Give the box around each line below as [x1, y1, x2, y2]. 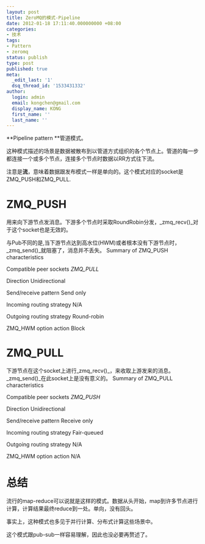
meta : [6, 72, 20, 78]
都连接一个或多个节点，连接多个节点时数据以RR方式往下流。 [6, 155, 158, 163]
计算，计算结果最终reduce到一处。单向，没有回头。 [6, 505, 137, 512]
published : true [6, 65, 48, 72]
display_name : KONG [12, 105, 62, 112]
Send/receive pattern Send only [6, 289, 87, 296]
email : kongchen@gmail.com [12, 100, 81, 106]
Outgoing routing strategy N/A [6, 441, 82, 448]
